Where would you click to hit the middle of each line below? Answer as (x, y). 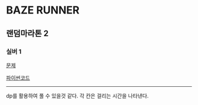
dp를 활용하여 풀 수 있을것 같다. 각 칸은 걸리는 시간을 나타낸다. (77, 96)
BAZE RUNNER (43, 10)
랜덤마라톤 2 (27, 33)
